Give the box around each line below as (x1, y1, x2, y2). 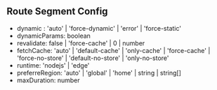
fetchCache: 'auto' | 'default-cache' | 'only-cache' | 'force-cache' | (16, 46, 211, 54)
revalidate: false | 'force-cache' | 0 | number (16, 38, 145, 47)
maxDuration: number (16, 76, 80, 84)
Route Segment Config (6, 6, 108, 17)
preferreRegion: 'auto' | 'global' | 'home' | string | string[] (16, 68, 182, 77)
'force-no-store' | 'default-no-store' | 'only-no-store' (16, 54, 169, 62)
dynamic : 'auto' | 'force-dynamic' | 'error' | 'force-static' (16, 24, 182, 32)
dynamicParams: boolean (16, 31, 91, 40)
